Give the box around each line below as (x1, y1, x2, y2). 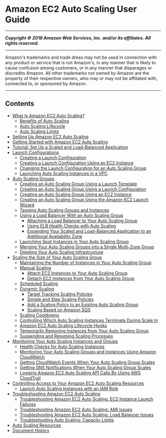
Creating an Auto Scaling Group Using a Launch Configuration (19, 186, 147, 192)
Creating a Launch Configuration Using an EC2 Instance (19, 159, 134, 166)
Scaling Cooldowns (19, 312, 59, 318)
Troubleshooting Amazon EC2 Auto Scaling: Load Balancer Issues (19, 411, 154, 418)
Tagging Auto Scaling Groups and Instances (19, 207, 110, 213)
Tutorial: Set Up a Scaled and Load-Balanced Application (12, 144, 128, 150)
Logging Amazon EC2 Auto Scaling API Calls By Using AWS (19, 369, 141, 376)
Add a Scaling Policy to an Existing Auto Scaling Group (27, 301, 138, 307)
